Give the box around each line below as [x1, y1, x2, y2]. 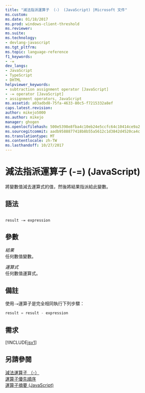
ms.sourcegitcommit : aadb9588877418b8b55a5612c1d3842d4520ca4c [5, 129, 140, 134]
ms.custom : [5, 12, 28, 17]
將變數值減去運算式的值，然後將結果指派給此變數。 [5, 183, 111, 189]
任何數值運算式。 [5, 270, 41, 276]
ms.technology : [5, 36, 37, 41]
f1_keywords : [5, 54, 33, 59]
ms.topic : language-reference [5, 49, 69, 54]
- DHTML [5, 77, 22, 82]
